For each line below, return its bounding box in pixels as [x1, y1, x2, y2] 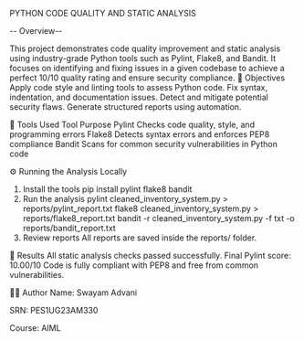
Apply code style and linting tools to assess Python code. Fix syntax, [9, 82, 268, 92]
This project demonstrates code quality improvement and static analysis [9, 43, 281, 54]
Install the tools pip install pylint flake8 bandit [22, 184, 193, 195]
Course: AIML [9, 323, 61, 333]
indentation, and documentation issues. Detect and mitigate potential [9, 91, 269, 102]
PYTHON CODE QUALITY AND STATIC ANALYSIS [9, 8, 196, 18]
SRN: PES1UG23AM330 [9, 305, 99, 315]
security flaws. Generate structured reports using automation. [9, 101, 242, 112]
